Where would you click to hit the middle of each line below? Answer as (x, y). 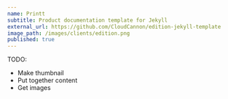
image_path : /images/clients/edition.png (69, 33)
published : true (31, 40)
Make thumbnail (41, 73)
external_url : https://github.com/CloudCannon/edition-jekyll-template (114, 26)
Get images (34, 88)
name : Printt (26, 14)
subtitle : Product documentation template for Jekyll (88, 20)
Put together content (47, 80)
